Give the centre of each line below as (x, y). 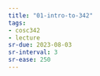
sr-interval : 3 (33, 52)
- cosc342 (24, 30)
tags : (17, 23)
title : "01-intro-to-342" (50, 15)
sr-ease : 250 (30, 60)
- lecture (24, 38)
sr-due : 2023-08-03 (40, 45)
